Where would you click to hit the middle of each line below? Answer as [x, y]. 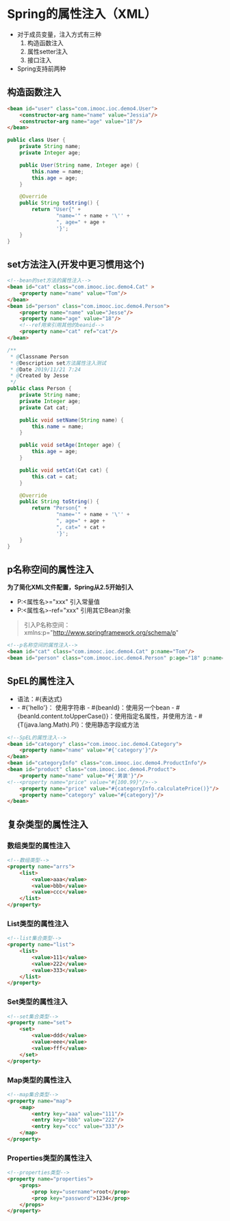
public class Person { [39, 389]
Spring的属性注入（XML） [82, 14]
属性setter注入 [48, 51]
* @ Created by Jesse [39, 376]
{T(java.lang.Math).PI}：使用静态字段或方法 [78, 725]
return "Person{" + [60, 508]
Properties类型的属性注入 [50, 1158]
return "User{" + [56, 210]
